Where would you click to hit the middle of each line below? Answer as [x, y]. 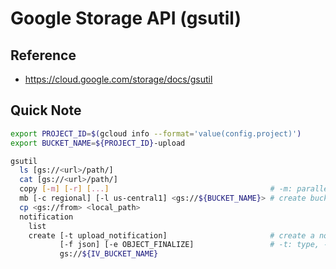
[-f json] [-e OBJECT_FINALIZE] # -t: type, [189, 245]
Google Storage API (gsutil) [126, 18]
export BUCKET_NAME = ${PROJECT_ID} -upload [98, 143]
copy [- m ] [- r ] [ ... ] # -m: [156, 189]
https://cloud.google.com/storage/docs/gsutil [118, 79]
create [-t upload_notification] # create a [171, 235]
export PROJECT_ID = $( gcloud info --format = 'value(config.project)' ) [156, 133]
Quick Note [46, 110]
